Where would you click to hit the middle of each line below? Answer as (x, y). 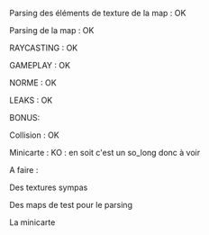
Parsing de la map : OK (52, 30)
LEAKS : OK (31, 100)
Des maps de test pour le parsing (71, 205)
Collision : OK (35, 135)
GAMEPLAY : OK (40, 65)
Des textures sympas (49, 187)
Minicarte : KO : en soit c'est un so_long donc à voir (105, 153)
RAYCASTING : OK (44, 48)
